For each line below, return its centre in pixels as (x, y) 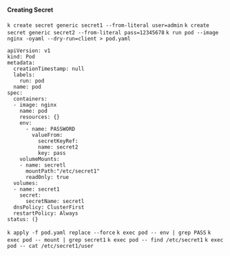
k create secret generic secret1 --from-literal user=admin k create (108, 25)
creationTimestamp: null (49, 69)
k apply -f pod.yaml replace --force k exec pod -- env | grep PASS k (109, 233)
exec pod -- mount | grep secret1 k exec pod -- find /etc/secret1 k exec (115, 240)
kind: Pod (21, 57)
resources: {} (40, 117)
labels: (24, 75)
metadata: (21, 63)
